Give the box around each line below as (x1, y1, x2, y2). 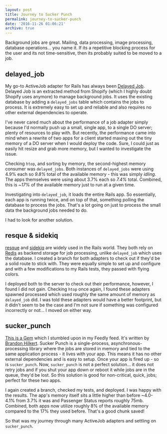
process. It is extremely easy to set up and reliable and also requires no (5, 104, 152, 110)
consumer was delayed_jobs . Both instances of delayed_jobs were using (5, 165, 154, 172)
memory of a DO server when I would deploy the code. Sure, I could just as (5, 140, 160, 146)
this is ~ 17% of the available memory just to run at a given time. (5, 181, 136, 187)
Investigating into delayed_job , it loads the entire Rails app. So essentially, (5, 191, 156, 197)
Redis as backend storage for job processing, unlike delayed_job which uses (5, 250, 162, 256)
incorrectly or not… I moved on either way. (5, 307, 92, 313)
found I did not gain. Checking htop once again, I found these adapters (5, 286, 151, 292)
